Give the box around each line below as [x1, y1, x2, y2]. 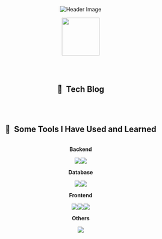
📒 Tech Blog [57, 84, 105, 95]
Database [68, 168, 93, 176]
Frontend [69, 191, 93, 199]
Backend [69, 145, 92, 153]
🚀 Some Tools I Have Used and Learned [5, 124, 157, 135]
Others [72, 214, 90, 221]
